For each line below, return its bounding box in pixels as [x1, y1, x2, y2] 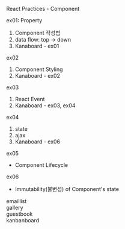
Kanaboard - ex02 [14, 72, 60, 79]
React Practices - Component [6, 5, 80, 12]
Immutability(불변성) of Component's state [14, 186, 119, 192]
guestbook [6, 210, 33, 218]
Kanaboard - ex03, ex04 [14, 102, 76, 109]
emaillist [6, 198, 27, 204]
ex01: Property [6, 17, 43, 24]
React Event [14, 96, 45, 102]
